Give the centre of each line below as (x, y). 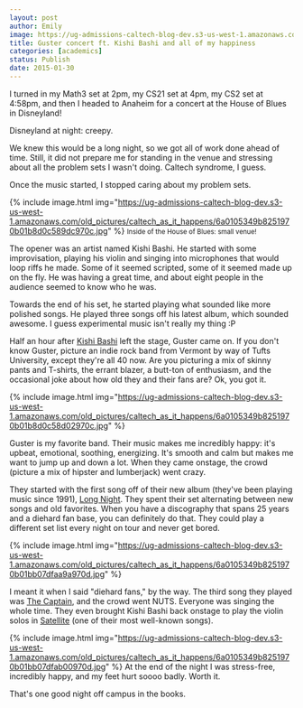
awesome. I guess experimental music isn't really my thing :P (123, 323)
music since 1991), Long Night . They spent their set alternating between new (151, 498)
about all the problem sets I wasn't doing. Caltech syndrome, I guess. (138, 167)
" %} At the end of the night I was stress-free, (190, 666)
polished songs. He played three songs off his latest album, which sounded (149, 313)
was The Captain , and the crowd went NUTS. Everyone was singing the (142, 601)
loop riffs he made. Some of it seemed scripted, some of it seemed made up (151, 267)
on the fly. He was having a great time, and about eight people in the (137, 277)
